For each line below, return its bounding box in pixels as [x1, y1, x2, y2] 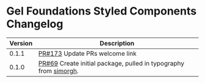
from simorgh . [38, 67, 79, 75]
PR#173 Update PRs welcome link [38, 49, 137, 58]
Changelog [6, 17, 63, 31]
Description [99, 39, 135, 47]
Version [9, 39, 33, 47]
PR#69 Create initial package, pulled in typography [38, 59, 185, 67]
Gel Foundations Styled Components [6, 4, 197, 18]
